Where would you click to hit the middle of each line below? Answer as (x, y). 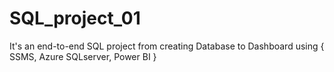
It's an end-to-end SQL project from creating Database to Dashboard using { (167, 46)
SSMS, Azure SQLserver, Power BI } (83, 56)
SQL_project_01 (75, 18)
